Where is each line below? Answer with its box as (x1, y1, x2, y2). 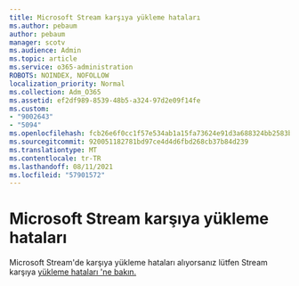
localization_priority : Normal (9, 79, 125, 88)
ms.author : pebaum (9, 21, 77, 30)
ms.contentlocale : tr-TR (9, 153, 101, 163)
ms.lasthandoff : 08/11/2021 (9, 162, 114, 171)
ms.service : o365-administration (9, 63, 133, 72)
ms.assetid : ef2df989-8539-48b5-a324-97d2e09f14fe (9, 95, 201, 105)
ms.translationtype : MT (9, 145, 98, 154)
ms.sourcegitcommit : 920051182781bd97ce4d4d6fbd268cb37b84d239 (9, 137, 249, 146)
